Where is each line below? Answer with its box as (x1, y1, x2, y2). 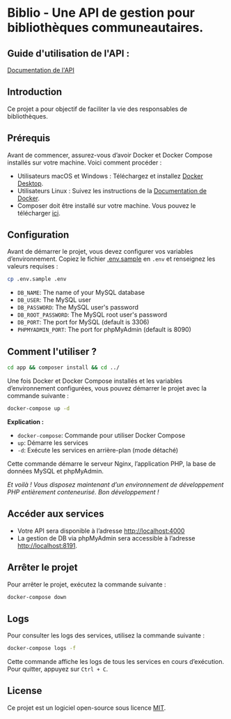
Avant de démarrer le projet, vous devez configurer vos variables (7, 248, 193, 256)
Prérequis (7, 133, 51, 144)
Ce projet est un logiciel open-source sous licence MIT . (7, 703, 166, 712)
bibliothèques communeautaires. (7, 20, 204, 36)
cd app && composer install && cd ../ (7, 364, 120, 371)
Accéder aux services (7, 508, 104, 520)
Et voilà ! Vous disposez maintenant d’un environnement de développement (7, 480, 224, 489)
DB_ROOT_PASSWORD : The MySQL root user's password (17, 310, 168, 319)
